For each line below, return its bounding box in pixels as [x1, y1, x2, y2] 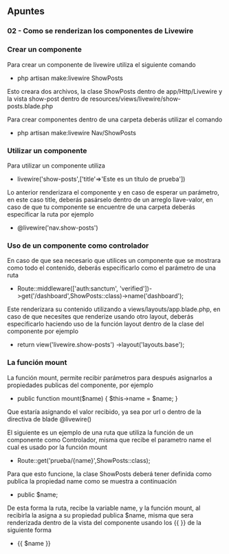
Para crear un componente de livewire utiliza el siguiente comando [7, 60, 196, 68]
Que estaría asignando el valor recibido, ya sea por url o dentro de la [7, 407, 201, 416]
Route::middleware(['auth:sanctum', [17, 284, 118, 293]
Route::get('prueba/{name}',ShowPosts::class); [17, 456, 151, 464]
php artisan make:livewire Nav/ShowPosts [17, 128, 136, 137]
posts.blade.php [7, 101, 54, 110]
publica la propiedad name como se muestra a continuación [7, 477, 177, 485]
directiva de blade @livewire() [7, 415, 91, 423]
